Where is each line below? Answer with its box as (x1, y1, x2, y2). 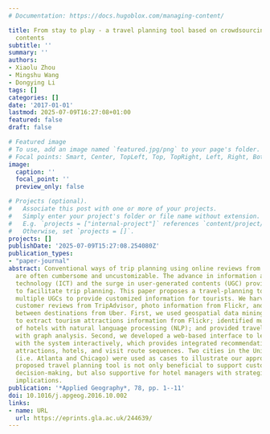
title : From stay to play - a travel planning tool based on (8, 26, 218, 35)
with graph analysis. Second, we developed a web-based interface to (15, 331, 253, 340)
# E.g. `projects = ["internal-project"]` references (8, 219, 199, 227)
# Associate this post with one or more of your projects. (8, 205, 218, 213)
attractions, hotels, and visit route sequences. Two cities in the (15, 346, 250, 354)
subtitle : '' (8, 41, 52, 49)
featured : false (8, 116, 63, 125)
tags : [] (8, 86, 38, 94)
